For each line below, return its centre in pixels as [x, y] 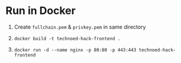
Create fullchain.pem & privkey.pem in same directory [80, 27]
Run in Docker [41, 11]
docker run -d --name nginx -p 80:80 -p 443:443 [75, 50]
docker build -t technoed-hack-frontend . [67, 38]
